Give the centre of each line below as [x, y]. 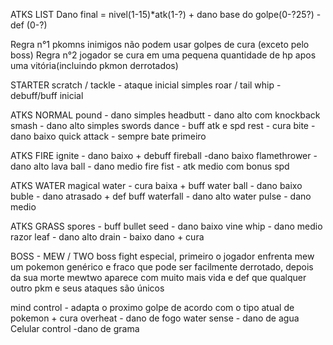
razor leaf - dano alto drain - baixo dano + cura [107, 237]
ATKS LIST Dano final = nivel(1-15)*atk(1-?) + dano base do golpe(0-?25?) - [166, 14]
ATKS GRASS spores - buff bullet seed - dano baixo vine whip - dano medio [166, 226]
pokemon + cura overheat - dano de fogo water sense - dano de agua [155, 318]
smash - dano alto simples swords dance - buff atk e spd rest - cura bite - [163, 125]
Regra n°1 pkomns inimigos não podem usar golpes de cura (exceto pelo [160, 44]
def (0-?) [29, 25]
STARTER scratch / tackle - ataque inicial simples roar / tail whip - [146, 85]
